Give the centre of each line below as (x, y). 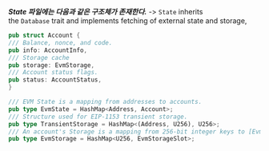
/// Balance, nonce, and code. (60, 42)
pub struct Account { (44, 35)
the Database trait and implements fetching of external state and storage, (128, 21)
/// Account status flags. (53, 73)
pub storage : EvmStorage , (51, 65)
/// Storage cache (39, 58)
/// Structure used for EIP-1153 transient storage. (98, 117)
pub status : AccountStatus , (55, 80)
